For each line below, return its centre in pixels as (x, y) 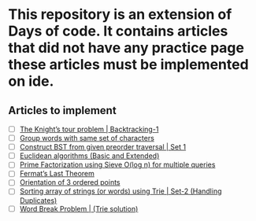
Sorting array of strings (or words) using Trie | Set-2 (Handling (121, 191)
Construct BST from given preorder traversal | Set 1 (103, 147)
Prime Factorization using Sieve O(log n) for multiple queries (117, 165)
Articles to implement (62, 110)
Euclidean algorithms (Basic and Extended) (89, 156)
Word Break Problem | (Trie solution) (79, 208)
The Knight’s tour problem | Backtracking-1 (89, 129)
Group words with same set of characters (87, 138)
